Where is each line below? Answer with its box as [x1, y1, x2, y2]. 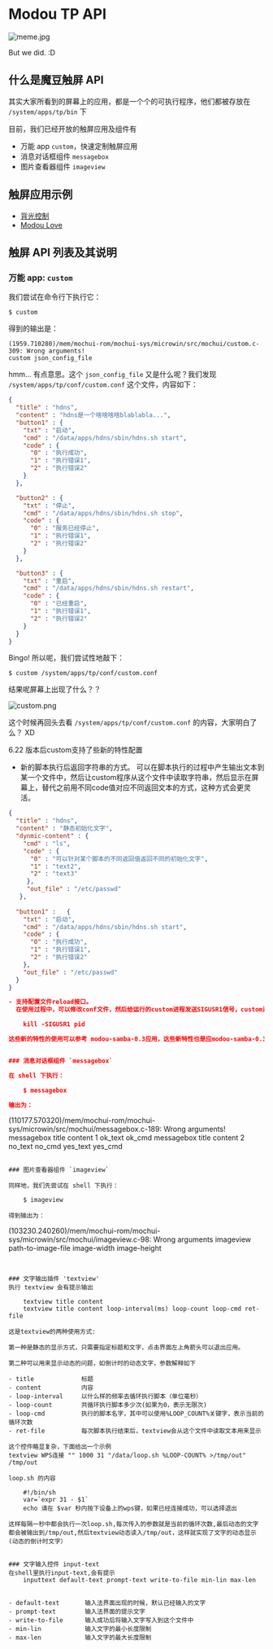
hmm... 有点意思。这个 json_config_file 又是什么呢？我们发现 [8, 370, 217, 379]
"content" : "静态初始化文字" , [15, 824, 114, 833]
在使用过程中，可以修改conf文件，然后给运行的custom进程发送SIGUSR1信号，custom [15, 1006, 263, 1014]
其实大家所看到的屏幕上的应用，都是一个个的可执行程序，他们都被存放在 [8, 96, 250, 106]
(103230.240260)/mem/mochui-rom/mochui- [8, 1226, 161, 1236]
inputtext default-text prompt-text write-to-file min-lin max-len [23, 1577, 256, 1585]
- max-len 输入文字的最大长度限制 [8, 1634, 152, 1642]
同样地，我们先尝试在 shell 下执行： [8, 1182, 119, 1190]
